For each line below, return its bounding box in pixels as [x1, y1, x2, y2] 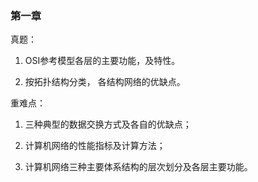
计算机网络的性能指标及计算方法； [24, 140, 166, 152]
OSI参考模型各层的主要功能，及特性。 [24, 55, 181, 67]
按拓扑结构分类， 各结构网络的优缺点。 [24, 76, 186, 88]
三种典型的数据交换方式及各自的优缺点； [24, 118, 192, 131]
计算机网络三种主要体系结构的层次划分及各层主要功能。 [24, 161, 253, 173]
